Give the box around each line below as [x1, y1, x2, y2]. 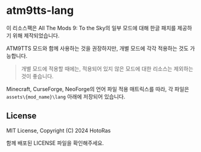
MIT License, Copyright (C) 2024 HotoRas [6, 127, 111, 134]
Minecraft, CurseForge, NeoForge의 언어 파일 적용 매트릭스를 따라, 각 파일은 [6, 85, 190, 92]
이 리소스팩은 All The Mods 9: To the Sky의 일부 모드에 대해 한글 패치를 [6, 24, 176, 31]
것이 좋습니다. [21, 72, 54, 80]
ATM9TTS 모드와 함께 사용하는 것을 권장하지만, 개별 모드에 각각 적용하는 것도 [6, 45, 189, 52]
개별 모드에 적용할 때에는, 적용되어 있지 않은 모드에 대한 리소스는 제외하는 [21, 65, 194, 72]
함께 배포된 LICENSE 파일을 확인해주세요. [6, 139, 104, 147]
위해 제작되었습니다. [12, 31, 60, 39]
